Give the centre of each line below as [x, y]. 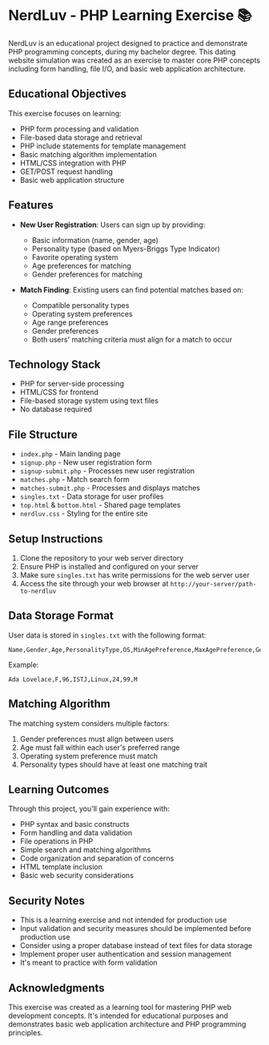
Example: [24, 664]
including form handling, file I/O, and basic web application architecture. [127, 68]
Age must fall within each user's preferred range [100, 747]
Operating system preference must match [89, 755]
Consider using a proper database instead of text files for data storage [136, 946]
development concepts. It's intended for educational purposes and [118, 1016]
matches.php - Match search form [74, 480]
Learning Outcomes [59, 790]
